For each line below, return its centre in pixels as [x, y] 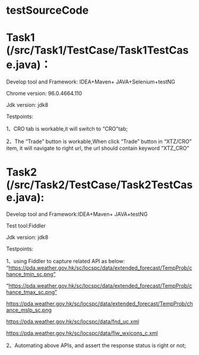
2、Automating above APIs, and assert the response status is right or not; [96, 345]
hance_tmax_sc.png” [32, 292]
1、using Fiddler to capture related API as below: [66, 261]
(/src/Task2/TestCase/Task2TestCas [99, 185]
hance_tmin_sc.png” [31, 274]
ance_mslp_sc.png [29, 310]
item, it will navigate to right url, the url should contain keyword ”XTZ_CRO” [98, 148]
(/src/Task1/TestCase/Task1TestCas [97, 50]
